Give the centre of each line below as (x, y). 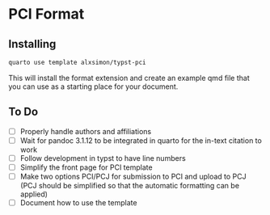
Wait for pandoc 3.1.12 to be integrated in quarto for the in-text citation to (141, 140)
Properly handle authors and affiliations (86, 131)
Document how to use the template (78, 202)
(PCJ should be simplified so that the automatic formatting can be (130, 185)
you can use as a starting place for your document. (93, 86)
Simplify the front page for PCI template (86, 167)
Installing (32, 44)
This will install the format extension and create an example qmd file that (129, 78)
